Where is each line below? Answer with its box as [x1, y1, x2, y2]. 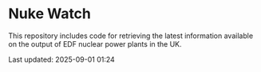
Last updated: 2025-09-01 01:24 [8, 55, 116, 64]
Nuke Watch [8, 5, 92, 23]
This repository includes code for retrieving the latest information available [8, 31, 254, 40]
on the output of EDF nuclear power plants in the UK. [8, 39, 182, 48]
